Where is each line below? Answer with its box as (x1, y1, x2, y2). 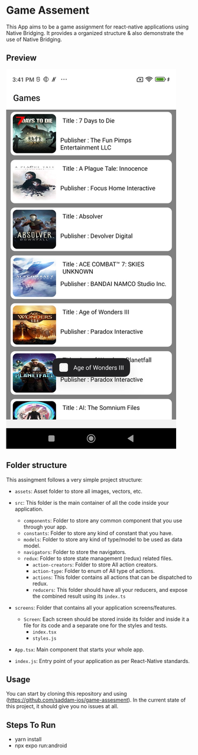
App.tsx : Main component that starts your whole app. (14, 646, 145, 653)
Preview (6, 53, 37, 63)
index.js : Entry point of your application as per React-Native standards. (14, 657, 190, 664)
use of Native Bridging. (6, 36, 62, 43)
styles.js (32, 635, 57, 641)
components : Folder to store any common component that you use (23, 517, 183, 524)
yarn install (14, 736, 42, 743)
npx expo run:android (14, 742, 67, 749)
